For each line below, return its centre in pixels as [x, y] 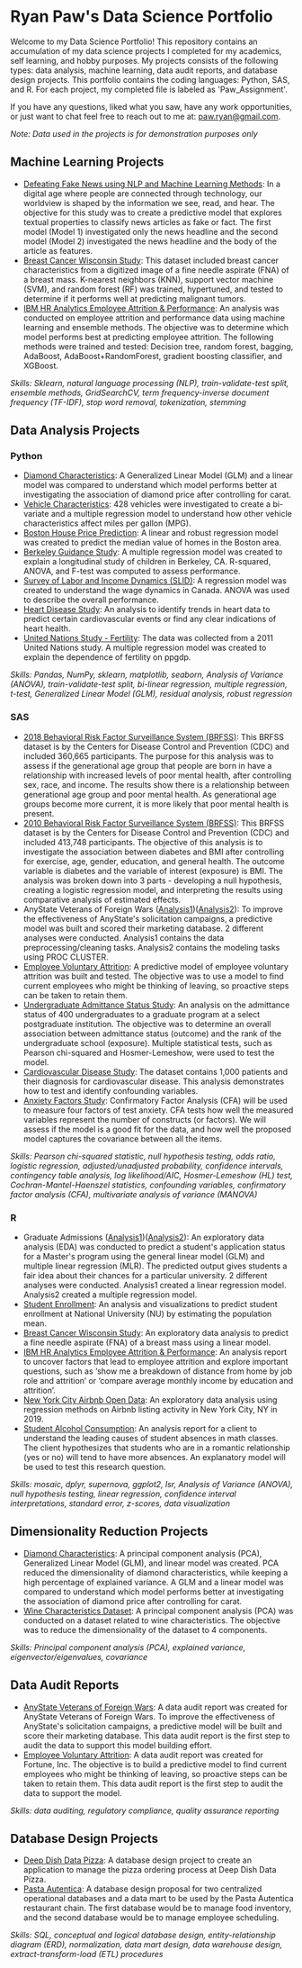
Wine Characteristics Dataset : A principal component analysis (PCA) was [158, 1611]
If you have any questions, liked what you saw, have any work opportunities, [151, 106]
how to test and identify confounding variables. [111, 1090]
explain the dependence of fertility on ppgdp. [107, 657]
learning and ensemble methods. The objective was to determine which [156, 327]
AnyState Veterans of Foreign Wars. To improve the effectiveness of [149, 1716]
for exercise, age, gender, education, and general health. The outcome [154, 861]
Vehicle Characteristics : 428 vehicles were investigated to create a [147, 504]
